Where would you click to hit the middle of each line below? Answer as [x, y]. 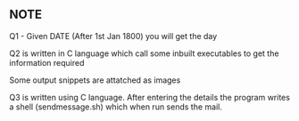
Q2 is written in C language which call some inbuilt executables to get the [144, 53]
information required [47, 62]
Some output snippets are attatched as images [95, 80]
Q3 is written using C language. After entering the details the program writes [149, 97]
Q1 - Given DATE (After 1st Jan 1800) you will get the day [113, 36]
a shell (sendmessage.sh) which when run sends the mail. [116, 107]
